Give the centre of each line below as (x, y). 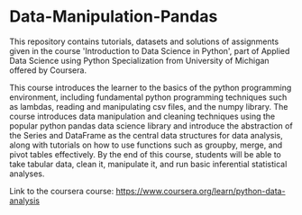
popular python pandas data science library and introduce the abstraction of (151, 125)
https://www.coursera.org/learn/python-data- (201, 191)
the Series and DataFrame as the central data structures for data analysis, (146, 135)
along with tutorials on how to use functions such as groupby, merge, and (146, 145)
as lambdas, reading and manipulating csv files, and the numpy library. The (149, 106)
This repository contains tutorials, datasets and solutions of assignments (144, 41)
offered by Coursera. (48, 70)
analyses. (27, 174)
